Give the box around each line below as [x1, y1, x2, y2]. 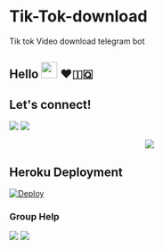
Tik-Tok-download [9, 6, 148, 27]
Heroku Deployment [9, 164, 123, 179]
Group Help [9, 210, 60, 222]
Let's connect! [9, 96, 92, 112]
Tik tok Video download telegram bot [9, 36, 145, 46]
